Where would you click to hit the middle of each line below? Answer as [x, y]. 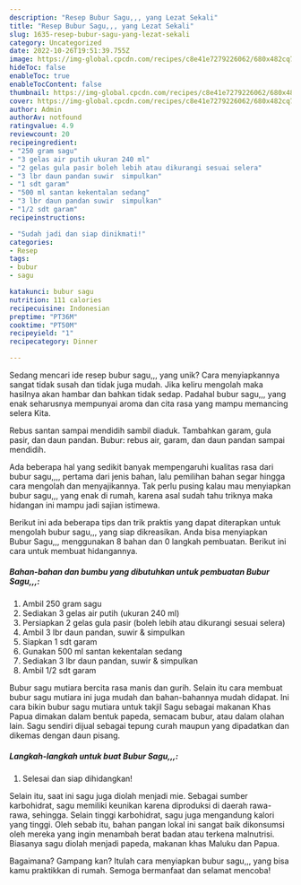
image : [21, 59]
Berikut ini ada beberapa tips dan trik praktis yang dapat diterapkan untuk [145, 522]
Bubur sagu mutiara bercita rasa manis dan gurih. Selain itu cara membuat [146, 688]
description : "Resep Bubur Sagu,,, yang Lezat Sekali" [114, 17]
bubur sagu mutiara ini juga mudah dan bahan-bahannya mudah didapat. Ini [149, 697]
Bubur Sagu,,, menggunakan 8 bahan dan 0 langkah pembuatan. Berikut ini [148, 542]
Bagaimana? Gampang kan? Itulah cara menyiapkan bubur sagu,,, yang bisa [149, 861]
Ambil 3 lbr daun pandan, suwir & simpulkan [103, 632]
